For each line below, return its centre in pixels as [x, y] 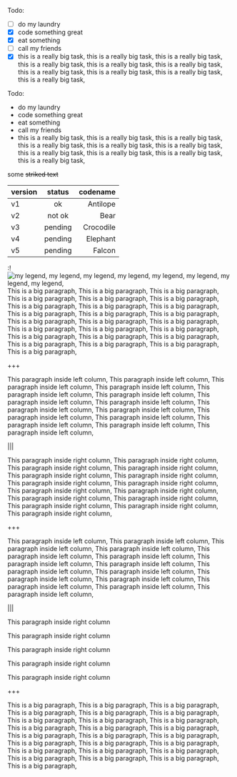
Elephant [101, 239]
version [24, 192]
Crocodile [100, 227]
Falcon [105, 251]
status [58, 192]
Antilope [102, 204]
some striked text [33, 174]
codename [97, 192]
